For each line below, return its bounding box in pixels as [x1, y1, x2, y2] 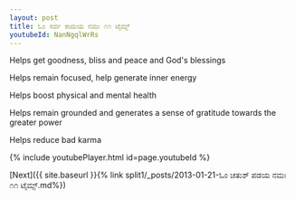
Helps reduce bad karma [9, 135, 102, 146]
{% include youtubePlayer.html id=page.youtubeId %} [9, 152, 211, 163]
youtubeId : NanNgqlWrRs [9, 30, 100, 39]
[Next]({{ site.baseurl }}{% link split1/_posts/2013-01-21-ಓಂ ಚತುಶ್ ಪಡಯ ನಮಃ [9, 169, 287, 181]
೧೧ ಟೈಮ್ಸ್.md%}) [9, 180, 66, 191]
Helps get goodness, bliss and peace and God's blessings [9, 55, 226, 66]
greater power [9, 117, 62, 128]
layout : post [9, 13, 59, 23]
